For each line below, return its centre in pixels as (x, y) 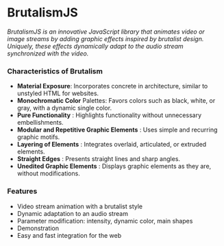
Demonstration (38, 228)
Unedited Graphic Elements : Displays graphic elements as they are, (114, 167)
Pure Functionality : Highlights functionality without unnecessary (109, 115)
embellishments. (40, 123)
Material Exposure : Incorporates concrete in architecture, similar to (112, 86)
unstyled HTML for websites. (58, 93)
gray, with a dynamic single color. (64, 108)
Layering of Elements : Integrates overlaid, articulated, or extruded (112, 145)
